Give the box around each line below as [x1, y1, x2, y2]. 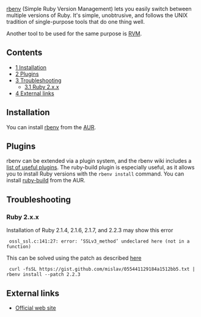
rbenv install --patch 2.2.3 [6, 271, 81, 278]
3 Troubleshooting [15, 76, 62, 84]
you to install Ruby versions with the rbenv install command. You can [6, 170, 185, 177]
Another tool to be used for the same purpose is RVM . [6, 30, 142, 37]
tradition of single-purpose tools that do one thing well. [6, 18, 145, 25]
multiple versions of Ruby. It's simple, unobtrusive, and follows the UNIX [6, 12, 188, 19]
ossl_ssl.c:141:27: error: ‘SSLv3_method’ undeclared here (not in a [9, 238, 190, 244]
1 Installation [15, 63, 47, 71]
